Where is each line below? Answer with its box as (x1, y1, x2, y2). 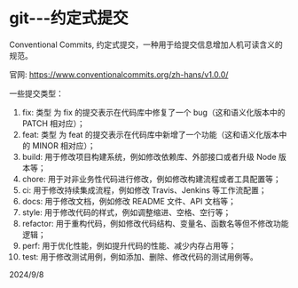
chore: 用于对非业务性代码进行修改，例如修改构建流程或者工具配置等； (21, 173, 281, 184)
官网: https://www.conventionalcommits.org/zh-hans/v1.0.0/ (9, 68, 229, 80)
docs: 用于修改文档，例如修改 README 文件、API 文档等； (21, 196, 237, 206)
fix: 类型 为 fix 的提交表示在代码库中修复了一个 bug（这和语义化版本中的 (21, 107, 286, 117)
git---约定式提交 (9, 8, 129, 28)
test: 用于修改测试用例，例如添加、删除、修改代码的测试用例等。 (21, 251, 259, 262)
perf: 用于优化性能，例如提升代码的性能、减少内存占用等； (21, 240, 237, 251)
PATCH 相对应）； (21, 117, 86, 129)
